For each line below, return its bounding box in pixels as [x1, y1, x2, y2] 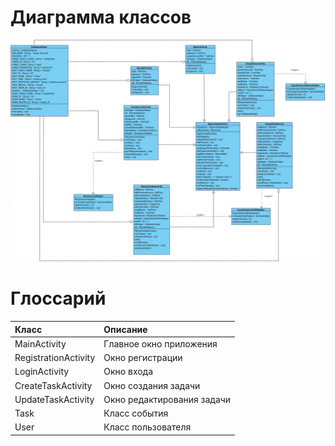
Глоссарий [10, 287, 107, 310]
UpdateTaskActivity [14, 393, 95, 405]
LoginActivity [14, 366, 70, 378]
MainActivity [14, 337, 67, 350]
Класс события [103, 407, 169, 420]
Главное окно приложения [103, 337, 218, 350]
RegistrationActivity [14, 352, 96, 364]
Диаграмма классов [10, 6, 192, 29]
